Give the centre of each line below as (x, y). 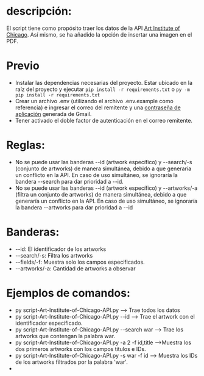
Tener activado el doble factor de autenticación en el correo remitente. (104, 120)
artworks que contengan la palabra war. (65, 336)
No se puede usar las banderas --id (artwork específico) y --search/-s (104, 162)
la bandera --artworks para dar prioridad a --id (74, 207)
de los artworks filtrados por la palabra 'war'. (71, 362)
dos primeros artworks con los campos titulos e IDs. (80, 349)
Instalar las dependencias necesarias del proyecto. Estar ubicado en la (104, 82)
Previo (23, 66)
